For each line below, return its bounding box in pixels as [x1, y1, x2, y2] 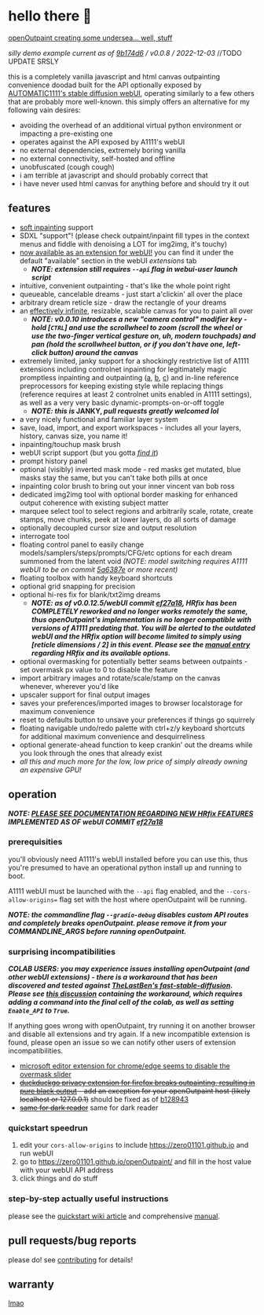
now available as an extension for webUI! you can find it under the [19, 247, 234, 257]
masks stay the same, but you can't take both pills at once [19, 473, 208, 482]
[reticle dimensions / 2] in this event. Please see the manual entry [31, 639, 251, 649]
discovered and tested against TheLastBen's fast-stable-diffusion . [8, 981, 233, 991]
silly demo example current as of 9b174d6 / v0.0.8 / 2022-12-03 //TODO [8, 48, 242, 57]
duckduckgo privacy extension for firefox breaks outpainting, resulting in [19, 1078, 255, 1087]
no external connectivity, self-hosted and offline [19, 153, 175, 163]
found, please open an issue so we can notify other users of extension [8, 1038, 236, 1047]
